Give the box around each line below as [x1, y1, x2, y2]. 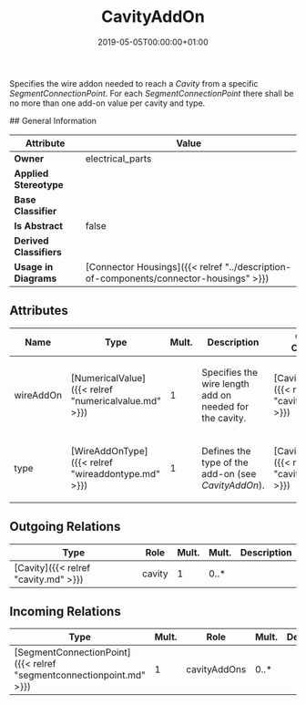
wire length [201, 377, 250, 389]
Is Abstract [14, 219, 64, 232]
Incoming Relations [9, 604, 121, 619]
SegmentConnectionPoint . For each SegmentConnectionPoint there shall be [9, 88, 294, 98]
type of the [201, 456, 249, 469]
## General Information [9, 115, 97, 126]
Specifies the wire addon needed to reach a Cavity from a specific [9, 78, 259, 88]
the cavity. [201, 411, 247, 424]
